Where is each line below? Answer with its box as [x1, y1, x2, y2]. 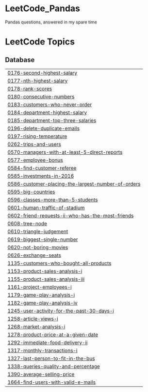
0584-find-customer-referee [7, 165, 77, 171]
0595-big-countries [7, 188, 55, 195]
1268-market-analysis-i [7, 323, 66, 330]
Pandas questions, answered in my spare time [5, 19, 97, 25]
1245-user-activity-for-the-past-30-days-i [7, 307, 114, 314]
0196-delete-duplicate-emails [7, 125, 80, 132]
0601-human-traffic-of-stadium [7, 204, 85, 211]
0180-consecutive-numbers [7, 93, 75, 100]
